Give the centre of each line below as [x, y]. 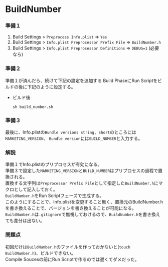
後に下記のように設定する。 [47, 86]
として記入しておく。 [36, 189]
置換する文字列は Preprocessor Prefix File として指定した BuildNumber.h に [82, 183]
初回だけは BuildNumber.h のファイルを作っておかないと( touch [68, 246]
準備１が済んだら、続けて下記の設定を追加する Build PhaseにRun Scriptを [81, 80]
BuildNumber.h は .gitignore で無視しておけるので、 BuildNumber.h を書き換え [83, 214]
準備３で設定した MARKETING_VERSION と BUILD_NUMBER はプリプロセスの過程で [82, 170]
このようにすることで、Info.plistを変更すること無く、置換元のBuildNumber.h [84, 202]
